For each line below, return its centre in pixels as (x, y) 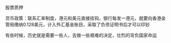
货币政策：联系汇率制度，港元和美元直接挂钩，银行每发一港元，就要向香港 (83, 18)
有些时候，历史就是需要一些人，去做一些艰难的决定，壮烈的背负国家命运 (81, 35)
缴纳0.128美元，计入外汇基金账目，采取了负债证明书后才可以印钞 (82, 25)
